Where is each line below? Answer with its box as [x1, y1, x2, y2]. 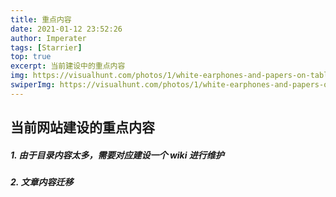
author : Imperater [10, 33, 87, 43]
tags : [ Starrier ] [10, 42, 83, 53]
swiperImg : [10, 80, 56, 90]
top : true [10, 52, 52, 62]
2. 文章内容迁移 [10, 176, 74, 188]
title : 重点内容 [10, 14, 72, 25]
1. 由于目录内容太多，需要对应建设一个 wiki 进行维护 [10, 149, 225, 161]
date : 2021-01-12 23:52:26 [10, 24, 123, 34]
